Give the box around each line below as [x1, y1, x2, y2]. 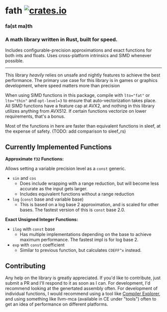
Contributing [5, 261, 46, 270]
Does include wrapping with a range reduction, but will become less [19, 180, 159, 186]
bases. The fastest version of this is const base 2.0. [19, 207, 125, 213]
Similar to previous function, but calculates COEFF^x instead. [19, 247, 142, 253]
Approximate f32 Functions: [5, 156, 64, 162]
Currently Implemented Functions [5, 143, 112, 151]
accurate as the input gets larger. [19, 186, 88, 192]
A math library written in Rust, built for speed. [5, 36, 118, 43]
